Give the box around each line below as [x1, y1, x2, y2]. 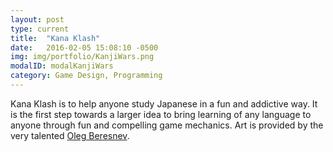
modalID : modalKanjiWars [10, 61, 114, 71]
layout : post [10, 14, 65, 25]
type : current [10, 24, 70, 34]
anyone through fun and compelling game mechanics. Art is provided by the [10, 119, 324, 131]
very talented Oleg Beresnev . [10, 129, 130, 141]
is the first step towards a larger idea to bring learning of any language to [10, 108, 312, 120]
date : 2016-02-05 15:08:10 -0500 [10, 42, 159, 53]
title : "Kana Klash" [10, 33, 101, 43]
